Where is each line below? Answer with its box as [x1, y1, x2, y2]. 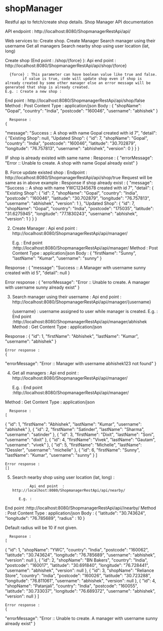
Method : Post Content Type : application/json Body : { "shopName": [5, 102, 142, 108]
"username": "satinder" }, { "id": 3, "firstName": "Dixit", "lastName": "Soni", [5, 432, 155, 437]
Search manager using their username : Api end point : [12, 294, 122, 299]
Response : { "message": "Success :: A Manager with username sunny [5, 265, 146, 270]
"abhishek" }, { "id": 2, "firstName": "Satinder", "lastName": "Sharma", [5, 426, 145, 432]
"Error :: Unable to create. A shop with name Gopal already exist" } [5, 160, 138, 166]
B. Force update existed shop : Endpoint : [5, 169, 87, 175]
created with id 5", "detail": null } [5, 270, 70, 276]
